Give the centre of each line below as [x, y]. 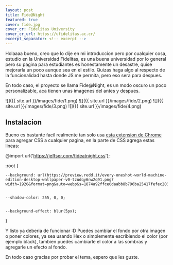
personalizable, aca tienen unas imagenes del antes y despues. [73, 91]
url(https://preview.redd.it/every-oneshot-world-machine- [102, 175]
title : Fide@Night [25, 15]
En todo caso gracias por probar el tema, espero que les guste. [72, 257]
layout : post [19, 10]
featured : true [22, 20]
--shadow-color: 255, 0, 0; [36, 198]
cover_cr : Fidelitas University [40, 29]
